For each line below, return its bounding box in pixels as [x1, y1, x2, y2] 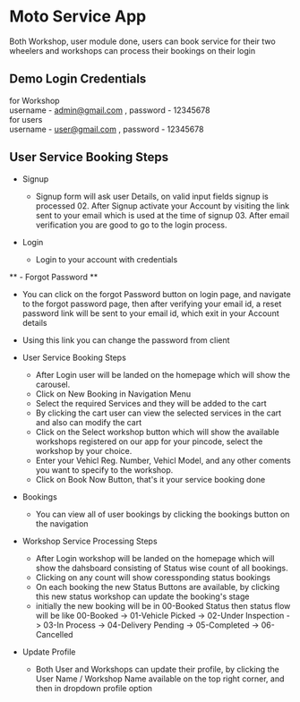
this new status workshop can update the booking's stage [35, 591, 250, 602]
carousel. [35, 379, 71, 390]
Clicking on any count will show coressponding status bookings [35, 571, 271, 583]
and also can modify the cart [35, 416, 142, 427]
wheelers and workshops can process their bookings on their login [9, 45, 256, 56]
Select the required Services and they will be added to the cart [35, 398, 267, 408]
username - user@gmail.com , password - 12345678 [9, 124, 204, 134]
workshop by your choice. [35, 445, 133, 456]
